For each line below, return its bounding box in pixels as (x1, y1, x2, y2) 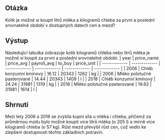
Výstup (5, 36, 29, 45)
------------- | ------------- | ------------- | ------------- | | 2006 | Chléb (5, 65, 153, 71)
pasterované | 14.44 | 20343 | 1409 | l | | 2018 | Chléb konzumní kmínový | (5, 76, 156, 82)
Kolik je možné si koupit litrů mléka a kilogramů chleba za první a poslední (5, 17, 155, 23)
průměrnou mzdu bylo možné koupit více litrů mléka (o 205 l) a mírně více (5, 119, 155, 125)
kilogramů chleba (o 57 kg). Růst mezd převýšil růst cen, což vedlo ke (5, 124, 146, 130)
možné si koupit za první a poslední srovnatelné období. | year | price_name (5, 55, 159, 61)
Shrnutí (5, 101, 29, 109)
